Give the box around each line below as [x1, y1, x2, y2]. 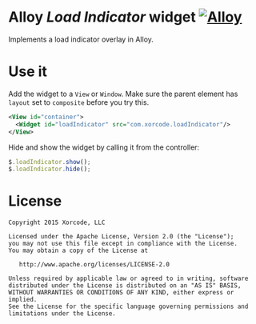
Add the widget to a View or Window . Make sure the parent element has [8, 89, 238, 98]
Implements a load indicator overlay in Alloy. [8, 34, 154, 44]
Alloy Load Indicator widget [8, 8, 196, 26]
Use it [8, 62, 48, 81]
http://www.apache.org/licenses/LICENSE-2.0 [18, 261, 170, 269]
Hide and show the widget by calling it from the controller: [8, 142, 200, 152]
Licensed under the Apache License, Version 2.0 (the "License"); [8, 233, 234, 241]
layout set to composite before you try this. [8, 97, 150, 107]
